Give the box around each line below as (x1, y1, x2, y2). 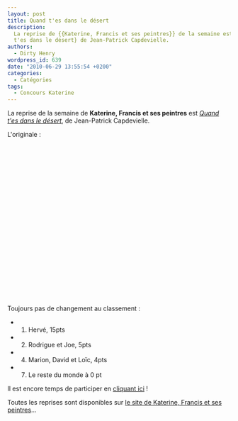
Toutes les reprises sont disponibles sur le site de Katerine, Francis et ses (7, 398, 222, 407)
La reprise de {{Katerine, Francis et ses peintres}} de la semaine (13, 30, 220, 38)
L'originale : (7, 130, 41, 139)
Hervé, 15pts (28, 325, 65, 334)
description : (7, 23, 46, 30)
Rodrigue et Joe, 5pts (28, 341, 92, 349)
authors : (7, 43, 33, 50)
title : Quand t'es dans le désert (7, 17, 110, 24)
